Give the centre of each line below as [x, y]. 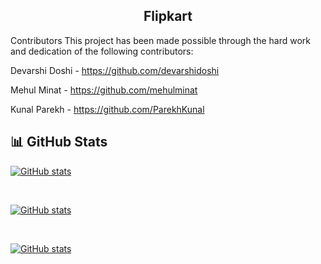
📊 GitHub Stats [59, 142]
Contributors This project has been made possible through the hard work [161, 40]
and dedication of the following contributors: [102, 51]
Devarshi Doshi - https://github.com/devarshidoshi [115, 70]
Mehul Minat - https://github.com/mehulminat [104, 90]
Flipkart [168, 16]
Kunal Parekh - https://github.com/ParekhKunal [107, 109]
